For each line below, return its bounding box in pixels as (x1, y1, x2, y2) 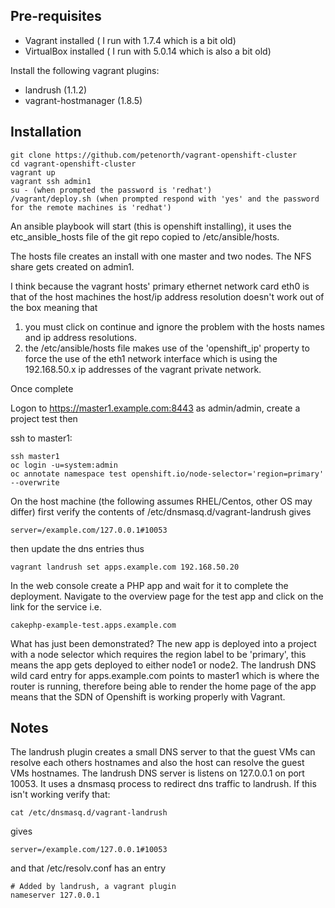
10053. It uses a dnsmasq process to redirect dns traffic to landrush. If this (10, 778, 317, 790)
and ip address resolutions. (24, 331, 137, 343)
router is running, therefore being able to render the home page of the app (10, 680, 317, 692)
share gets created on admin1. (10, 260, 135, 273)
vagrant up (10, 167, 56, 178)
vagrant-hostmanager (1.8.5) (24, 94, 143, 106)
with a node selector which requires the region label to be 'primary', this (10, 648, 307, 660)
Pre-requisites (10, 8, 102, 25)
